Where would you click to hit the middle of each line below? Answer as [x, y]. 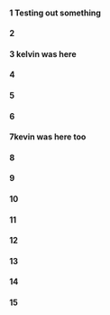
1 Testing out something [55, 13]
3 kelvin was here [43, 53]
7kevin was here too [48, 137]
